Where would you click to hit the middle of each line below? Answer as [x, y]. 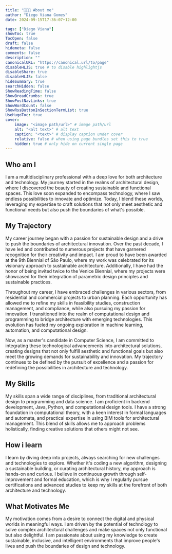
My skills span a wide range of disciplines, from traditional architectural [81, 396]
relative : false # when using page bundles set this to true [81, 139]
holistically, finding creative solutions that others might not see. [72, 429]
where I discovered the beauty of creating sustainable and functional [78, 188]
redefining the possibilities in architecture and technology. [67, 367]
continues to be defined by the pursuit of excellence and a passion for [80, 362]
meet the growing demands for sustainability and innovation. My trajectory [84, 356]
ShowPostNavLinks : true [31, 101]
